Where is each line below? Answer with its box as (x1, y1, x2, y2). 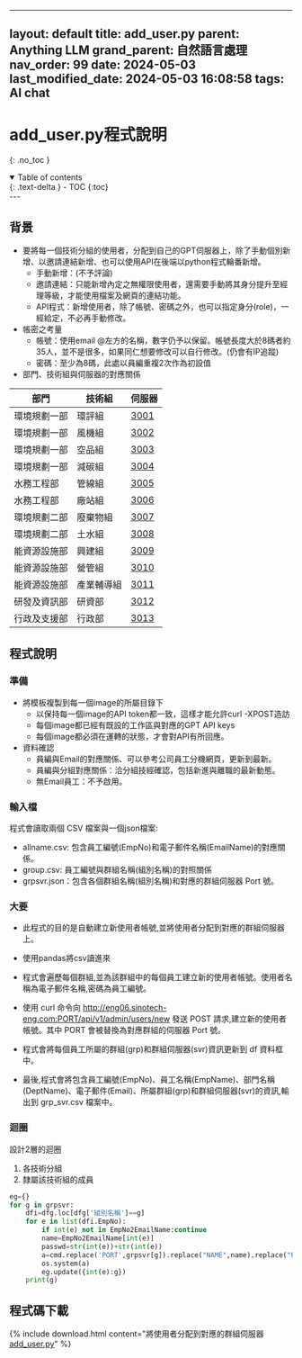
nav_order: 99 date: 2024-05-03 (9, 58, 196, 73)
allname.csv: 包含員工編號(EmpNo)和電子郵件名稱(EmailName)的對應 (22, 842, 279, 853)
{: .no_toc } (9, 155, 50, 166)
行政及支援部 (13, 613, 69, 625)
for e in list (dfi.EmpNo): (25, 1217, 127, 1227)
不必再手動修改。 (67, 312, 131, 324)
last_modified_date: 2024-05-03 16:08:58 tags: (9, 71, 285, 86)
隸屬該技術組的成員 (22, 1174, 94, 1184)
